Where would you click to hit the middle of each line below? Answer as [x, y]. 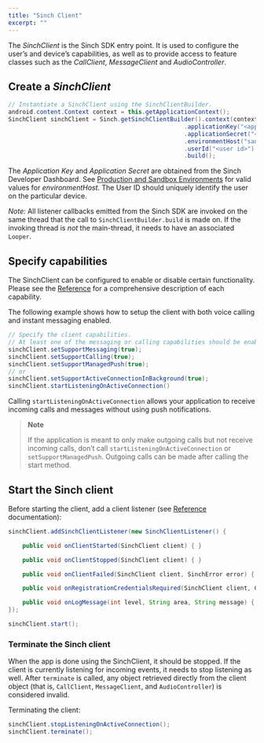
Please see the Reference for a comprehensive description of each [116, 289]
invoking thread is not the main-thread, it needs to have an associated [121, 228]
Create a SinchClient [60, 86]
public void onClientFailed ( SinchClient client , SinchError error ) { [139, 574]
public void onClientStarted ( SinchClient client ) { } [112, 545]
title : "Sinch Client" [45, 15]
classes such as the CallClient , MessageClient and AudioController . [117, 62]
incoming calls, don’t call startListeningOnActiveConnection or [129, 449]
